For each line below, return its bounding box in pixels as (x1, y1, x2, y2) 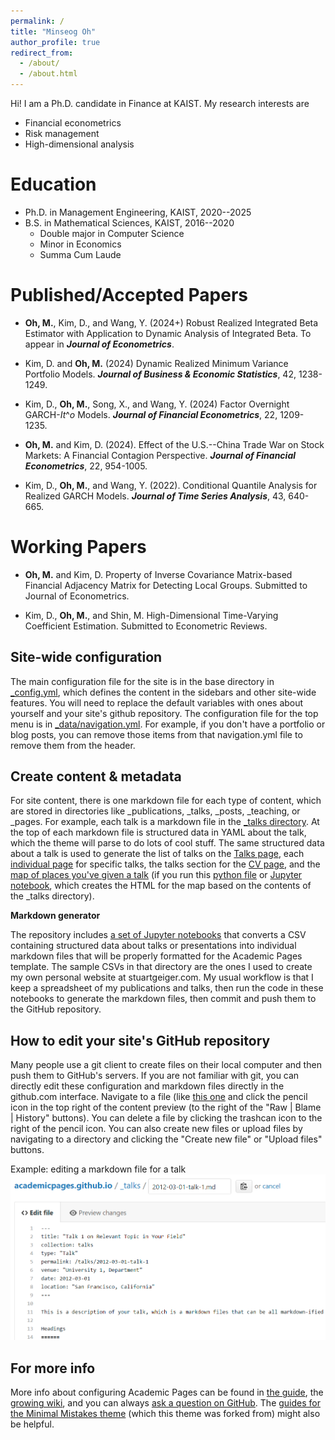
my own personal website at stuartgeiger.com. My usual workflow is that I (10, 971, 314, 984)
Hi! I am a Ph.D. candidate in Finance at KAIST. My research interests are (10, 98, 310, 109)
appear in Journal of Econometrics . (24, 338, 175, 350)
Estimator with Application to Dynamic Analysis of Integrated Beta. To (24, 327, 312, 339)
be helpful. (10, 1418, 55, 1430)
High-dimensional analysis (24, 138, 135, 150)
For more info (10, 1360, 96, 1377)
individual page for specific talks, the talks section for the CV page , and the (10, 858, 321, 870)
